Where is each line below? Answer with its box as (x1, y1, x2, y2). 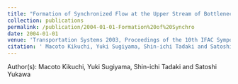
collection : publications (7, 17, 84, 24)
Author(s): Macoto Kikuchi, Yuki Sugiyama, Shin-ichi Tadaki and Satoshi (7, 63, 217, 71)
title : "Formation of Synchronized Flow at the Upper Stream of (7, 10, 201, 18)
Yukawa (7, 70, 31, 78)
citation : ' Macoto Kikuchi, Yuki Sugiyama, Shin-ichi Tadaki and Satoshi (7, 43, 233, 50)
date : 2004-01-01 (7, 30, 59, 37)
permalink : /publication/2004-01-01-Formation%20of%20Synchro (7, 23, 195, 30)
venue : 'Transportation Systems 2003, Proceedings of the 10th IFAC (7, 37, 214, 44)
